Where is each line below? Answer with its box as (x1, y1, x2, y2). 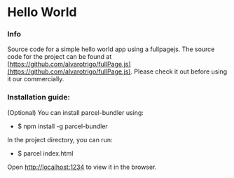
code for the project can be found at (7, 53, 112, 61)
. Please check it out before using (130, 67, 228, 76)
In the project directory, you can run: (7, 135, 113, 144)
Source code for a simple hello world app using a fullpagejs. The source (7, 45, 215, 53)
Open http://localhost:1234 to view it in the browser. (7, 163, 157, 171)
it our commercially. (7, 75, 64, 83)
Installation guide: (7, 93, 70, 102)
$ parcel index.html (17, 149, 74, 158)
